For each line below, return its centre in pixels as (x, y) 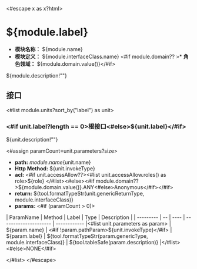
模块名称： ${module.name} (49, 49)
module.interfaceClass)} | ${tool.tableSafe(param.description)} (82, 243)
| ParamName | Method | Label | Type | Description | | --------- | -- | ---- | (96, 217)
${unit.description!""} (32, 140)
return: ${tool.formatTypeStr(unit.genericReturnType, (79, 194)
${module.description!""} (37, 75)
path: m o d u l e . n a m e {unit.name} (53, 162)
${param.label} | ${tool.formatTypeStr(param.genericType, (77, 236)
